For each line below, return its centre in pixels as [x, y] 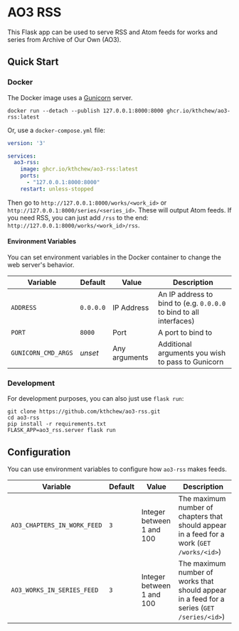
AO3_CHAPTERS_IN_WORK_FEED [57, 525]
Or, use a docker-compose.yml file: [56, 130]
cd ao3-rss [23, 418]
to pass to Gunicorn [191, 362]
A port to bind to [185, 333]
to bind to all [178, 312]
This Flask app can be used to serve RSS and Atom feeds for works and [113, 32]
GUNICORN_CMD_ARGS [42, 353]
